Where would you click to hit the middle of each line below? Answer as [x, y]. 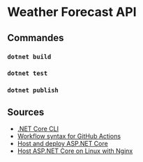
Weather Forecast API [72, 12]
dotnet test [28, 73]
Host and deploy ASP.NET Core [62, 144]
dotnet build [29, 57]
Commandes [36, 38]
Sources [26, 112]
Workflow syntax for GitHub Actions [69, 136]
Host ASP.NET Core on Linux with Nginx [75, 151]
